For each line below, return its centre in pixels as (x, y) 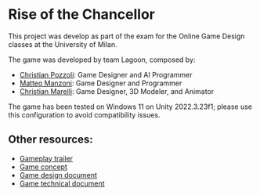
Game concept (43, 167)
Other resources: (51, 140)
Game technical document (62, 183)
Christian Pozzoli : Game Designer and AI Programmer (106, 74)
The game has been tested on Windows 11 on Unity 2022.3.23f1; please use (130, 107)
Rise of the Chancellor (81, 14)
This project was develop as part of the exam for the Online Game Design (126, 36)
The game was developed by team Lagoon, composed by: (102, 60)
